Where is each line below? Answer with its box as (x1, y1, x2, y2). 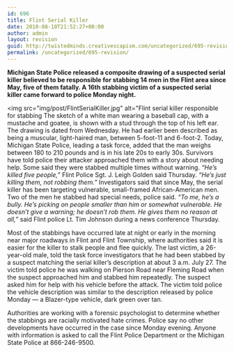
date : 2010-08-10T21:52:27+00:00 (7, 23, 104, 30)
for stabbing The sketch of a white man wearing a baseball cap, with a (7, 111, 209, 119)
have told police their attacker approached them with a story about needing (7, 155, 224, 164)
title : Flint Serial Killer (7, 17, 89, 24)
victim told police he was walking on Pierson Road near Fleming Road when (7, 266, 224, 274)
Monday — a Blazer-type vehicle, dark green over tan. (7, 295, 163, 303)
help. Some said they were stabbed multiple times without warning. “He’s (7, 163, 217, 171)
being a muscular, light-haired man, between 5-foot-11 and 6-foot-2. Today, (7, 133, 224, 141)
